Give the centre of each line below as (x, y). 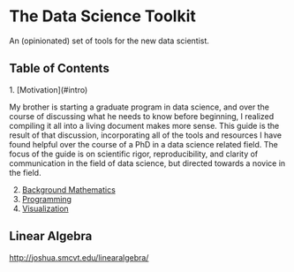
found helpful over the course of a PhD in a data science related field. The (143, 144)
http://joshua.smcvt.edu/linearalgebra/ (79, 257)
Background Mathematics (69, 189)
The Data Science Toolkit (102, 16)
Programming (47, 199)
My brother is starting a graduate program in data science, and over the (139, 107)
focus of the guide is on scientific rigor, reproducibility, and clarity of (134, 154)
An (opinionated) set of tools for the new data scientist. (109, 41)
